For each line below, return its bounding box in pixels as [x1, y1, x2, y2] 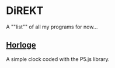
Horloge [6, 40, 36, 50]
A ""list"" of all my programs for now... [6, 23, 98, 30]
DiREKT [6, 4, 44, 17]
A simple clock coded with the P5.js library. [6, 55, 110, 62]
